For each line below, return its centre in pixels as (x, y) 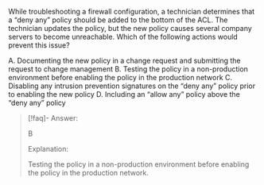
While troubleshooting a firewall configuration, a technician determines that (132, 12)
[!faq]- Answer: (52, 118)
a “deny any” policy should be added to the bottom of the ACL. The (118, 20)
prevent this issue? (39, 45)
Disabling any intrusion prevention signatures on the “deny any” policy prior (132, 86)
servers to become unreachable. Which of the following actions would (123, 37)
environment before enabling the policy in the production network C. (120, 77)
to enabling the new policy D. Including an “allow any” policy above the (124, 94)
